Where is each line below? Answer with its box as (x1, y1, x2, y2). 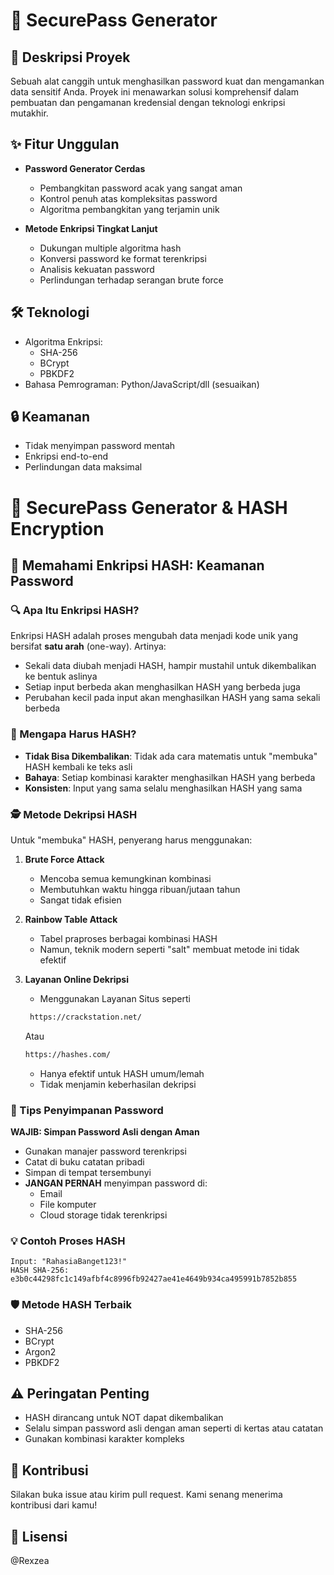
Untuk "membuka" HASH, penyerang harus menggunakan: (10, 834, 253, 846)
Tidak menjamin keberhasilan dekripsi (39, 1078, 197, 1090)
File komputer (39, 1198, 97, 1210)
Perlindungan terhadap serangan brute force (39, 274, 224, 286)
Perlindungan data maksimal (24, 461, 143, 473)
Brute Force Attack (24, 853, 105, 865)
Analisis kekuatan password (39, 263, 155, 275)
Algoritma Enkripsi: (24, 335, 103, 348)
